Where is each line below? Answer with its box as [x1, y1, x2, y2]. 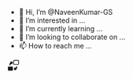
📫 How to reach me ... [18, 41, 92, 50]
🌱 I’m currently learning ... [18, 24, 103, 33]
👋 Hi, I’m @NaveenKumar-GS [18, 8, 113, 16]
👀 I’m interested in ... [18, 16, 86, 25]
